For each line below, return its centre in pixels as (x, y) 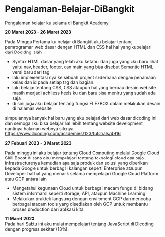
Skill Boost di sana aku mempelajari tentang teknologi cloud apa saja (75, 158)
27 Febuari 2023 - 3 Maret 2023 (39, 143)
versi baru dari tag (31, 72)
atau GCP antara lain (26, 179)
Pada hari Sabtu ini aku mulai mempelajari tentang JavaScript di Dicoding (79, 224)
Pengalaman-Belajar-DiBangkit (70, 9)
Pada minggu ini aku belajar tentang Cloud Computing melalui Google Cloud (82, 153)
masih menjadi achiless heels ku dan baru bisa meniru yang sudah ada (84, 93)
